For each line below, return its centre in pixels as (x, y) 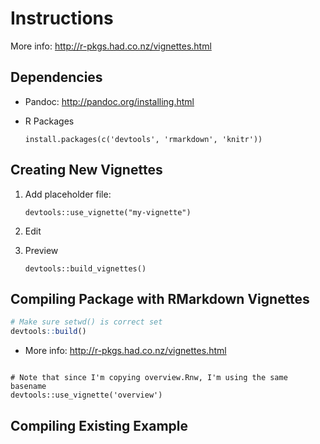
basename (28, 387)
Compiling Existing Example (99, 425)
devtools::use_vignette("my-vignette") (108, 212)
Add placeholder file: (68, 194)
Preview (41, 250)
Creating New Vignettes (86, 170)
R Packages (49, 121)
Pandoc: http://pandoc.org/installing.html (109, 101)
